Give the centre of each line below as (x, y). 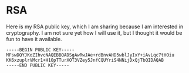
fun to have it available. (34, 39)
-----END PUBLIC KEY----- (38, 65)
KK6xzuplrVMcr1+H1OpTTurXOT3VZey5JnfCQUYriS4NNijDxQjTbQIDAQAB (85, 60)
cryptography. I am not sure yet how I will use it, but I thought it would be (94, 32)
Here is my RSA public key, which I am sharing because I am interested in (95, 26)
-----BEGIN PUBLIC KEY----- (41, 50)
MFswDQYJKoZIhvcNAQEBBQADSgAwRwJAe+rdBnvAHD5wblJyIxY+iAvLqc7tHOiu (90, 55)
